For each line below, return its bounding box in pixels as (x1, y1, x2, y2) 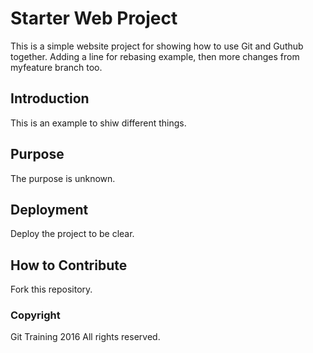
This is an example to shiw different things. (10, 117, 187, 129)
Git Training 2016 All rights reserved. (10, 331, 161, 343)
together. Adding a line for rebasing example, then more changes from (10, 50, 300, 62)
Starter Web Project (10, 7, 178, 30)
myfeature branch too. (10, 61, 103, 73)
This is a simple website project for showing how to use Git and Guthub (10, 40, 304, 52)
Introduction (10, 90, 90, 107)
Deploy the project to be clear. (10, 228, 135, 240)
